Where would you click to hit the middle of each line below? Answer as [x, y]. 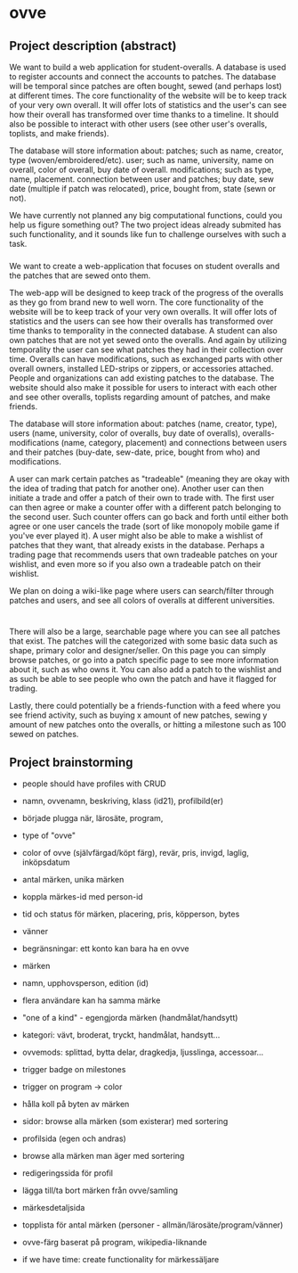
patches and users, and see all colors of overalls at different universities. [142, 600]
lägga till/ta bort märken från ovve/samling [100, 1190]
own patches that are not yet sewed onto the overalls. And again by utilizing [148, 340]
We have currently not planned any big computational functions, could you [146, 215]
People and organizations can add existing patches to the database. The [142, 378]
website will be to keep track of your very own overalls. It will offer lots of [143, 311]
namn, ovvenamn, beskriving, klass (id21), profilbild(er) [123, 801]
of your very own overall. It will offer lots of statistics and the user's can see [148, 105]
